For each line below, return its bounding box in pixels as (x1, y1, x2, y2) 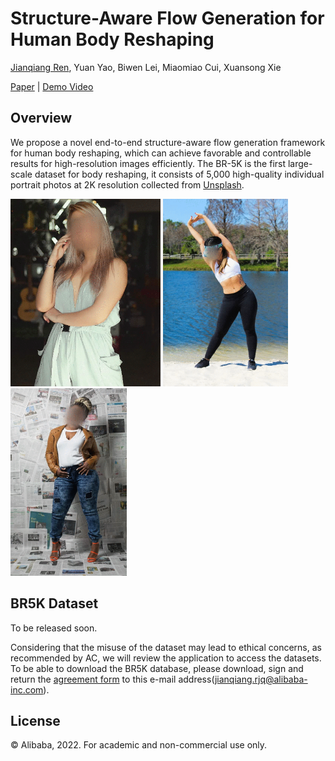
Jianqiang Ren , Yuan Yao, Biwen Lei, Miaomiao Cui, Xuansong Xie (10, 61, 282, 73)
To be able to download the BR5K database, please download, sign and (10, 662, 304, 674)
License (10, 712, 61, 729)
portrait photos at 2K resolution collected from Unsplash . (10, 178, 245, 191)
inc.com (10, 683, 44, 696)
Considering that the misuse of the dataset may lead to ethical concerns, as (10, 641, 322, 653)
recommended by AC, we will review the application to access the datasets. (10, 652, 322, 664)
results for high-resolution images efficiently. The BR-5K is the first (10, 157, 287, 169)
